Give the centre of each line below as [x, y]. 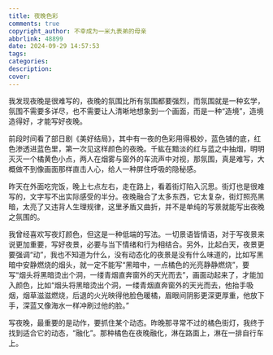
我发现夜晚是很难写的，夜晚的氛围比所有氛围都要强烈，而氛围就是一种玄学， [136, 101]
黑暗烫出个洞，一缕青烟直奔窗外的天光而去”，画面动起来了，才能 [149, 274]
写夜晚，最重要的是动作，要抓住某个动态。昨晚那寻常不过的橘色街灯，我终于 [136, 322]
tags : [17, 54]
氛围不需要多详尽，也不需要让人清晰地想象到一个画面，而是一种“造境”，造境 [136, 111]
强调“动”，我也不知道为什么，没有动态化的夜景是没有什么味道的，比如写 [136, 254]
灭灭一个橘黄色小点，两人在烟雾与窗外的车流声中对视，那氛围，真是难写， [133, 159]
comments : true [34, 24]
